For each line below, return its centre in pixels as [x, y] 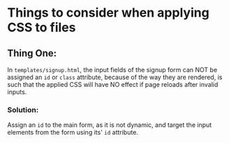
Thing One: [32, 53]
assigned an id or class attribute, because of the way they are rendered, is [115, 77]
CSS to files [42, 27]
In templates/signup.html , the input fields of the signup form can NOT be [112, 70]
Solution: [23, 110]
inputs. [17, 92]
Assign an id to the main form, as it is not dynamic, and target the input [110, 125]
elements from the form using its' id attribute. [73, 133]
